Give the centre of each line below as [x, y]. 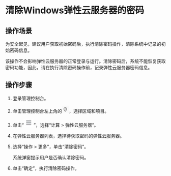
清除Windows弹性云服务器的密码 [75, 10]
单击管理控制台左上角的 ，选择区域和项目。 [61, 111]
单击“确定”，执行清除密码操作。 [46, 168]
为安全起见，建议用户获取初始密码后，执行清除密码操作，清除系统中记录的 [83, 44]
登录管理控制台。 [31, 98]
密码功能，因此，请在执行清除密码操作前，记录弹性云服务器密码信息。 [79, 67]
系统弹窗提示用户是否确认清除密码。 [51, 157]
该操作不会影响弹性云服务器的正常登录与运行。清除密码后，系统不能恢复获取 [85, 61]
